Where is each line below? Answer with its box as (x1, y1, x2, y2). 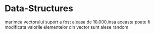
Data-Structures (4, 3, 73, 14)
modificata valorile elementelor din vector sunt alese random (4, 24, 129, 30)
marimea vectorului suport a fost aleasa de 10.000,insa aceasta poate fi (4, 19, 151, 25)
